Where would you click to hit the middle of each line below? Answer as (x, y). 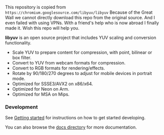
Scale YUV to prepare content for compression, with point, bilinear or (82, 52)
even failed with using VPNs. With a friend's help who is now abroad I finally (82, 23)
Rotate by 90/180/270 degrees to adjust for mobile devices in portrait (82, 73)
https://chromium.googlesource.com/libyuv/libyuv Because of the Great (79, 12)
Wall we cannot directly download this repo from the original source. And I (80, 17)
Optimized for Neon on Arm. (41, 89)
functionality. (18, 43)
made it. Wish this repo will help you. (42, 28)
